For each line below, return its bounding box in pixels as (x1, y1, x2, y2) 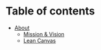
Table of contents (5, 4, 96, 18)
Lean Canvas (23, 37, 57, 44)
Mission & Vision (23, 30, 64, 37)
